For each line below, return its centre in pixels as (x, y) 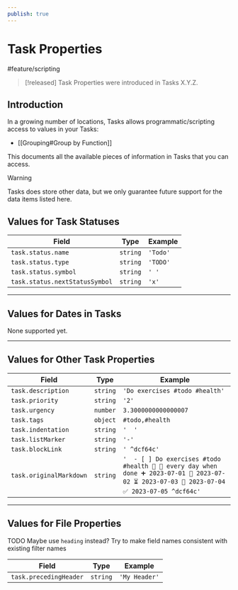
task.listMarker (38, 439)
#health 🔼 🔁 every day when (170, 466)
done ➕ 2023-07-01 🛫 (158, 473)
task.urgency (33, 410)
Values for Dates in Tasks (64, 314)
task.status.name (40, 253)
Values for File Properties (64, 524)
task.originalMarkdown (49, 475)
